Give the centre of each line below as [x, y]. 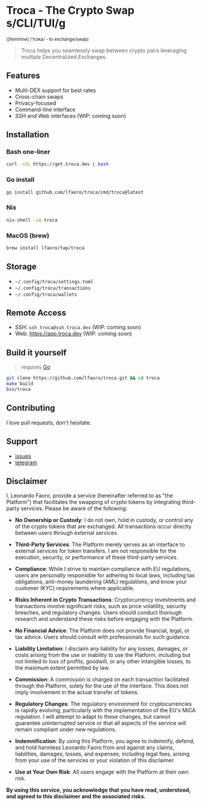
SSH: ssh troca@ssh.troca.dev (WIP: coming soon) [78, 327]
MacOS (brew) [28, 235]
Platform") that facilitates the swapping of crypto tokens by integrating [93, 502]
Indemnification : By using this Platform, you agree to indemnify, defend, [105, 741]
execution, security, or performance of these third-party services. [96, 558]
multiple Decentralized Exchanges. [64, 57]
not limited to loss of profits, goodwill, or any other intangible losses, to [103, 662]
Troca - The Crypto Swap [70, 11]
